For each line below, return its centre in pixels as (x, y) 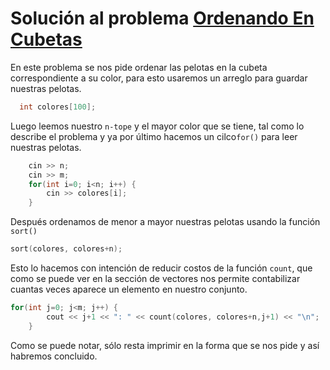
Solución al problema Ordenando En (162, 18)
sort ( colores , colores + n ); (66, 249)
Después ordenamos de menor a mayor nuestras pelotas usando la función (165, 222)
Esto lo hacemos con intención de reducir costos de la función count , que (161, 268)
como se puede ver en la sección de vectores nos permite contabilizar (155, 279)
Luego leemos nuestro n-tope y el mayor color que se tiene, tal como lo (157, 126)
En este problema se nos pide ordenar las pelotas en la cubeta (139, 67)
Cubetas (46, 39)
